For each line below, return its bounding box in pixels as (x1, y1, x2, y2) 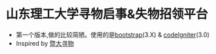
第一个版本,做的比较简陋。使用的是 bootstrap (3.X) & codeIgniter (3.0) (15, 30, 210, 39)
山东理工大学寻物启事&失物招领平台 (6, 6, 208, 22)
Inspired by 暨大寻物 (15, 39, 74, 47)
